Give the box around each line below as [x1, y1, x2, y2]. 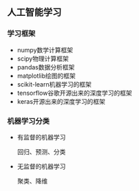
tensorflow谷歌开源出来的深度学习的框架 [17, 89, 133, 97]
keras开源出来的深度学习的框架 [17, 97, 105, 105]
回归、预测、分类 [17, 147, 66, 156]
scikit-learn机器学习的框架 [17, 80, 92, 88]
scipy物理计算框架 [17, 54, 69, 63]
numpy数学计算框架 [17, 45, 74, 54]
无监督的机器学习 [17, 162, 66, 170]
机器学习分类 [7, 116, 50, 126]
